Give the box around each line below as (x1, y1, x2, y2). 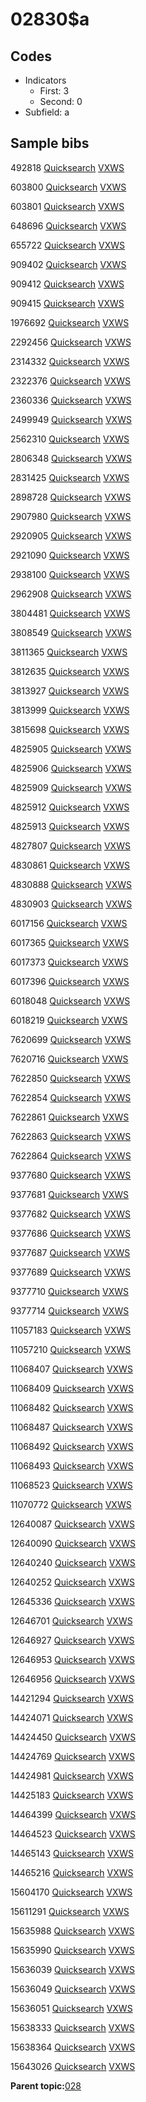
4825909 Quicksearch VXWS (10, 781, 132, 793)
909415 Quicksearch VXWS (10, 297, 125, 309)
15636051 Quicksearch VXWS (10, 2002, 133, 2014)
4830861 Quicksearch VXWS (10, 859, 131, 871)
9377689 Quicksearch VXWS (10, 1266, 132, 1278)
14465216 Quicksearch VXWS (10, 1866, 134, 1878)
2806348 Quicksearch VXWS (10, 452, 132, 464)
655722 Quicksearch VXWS (10, 239, 126, 251)
